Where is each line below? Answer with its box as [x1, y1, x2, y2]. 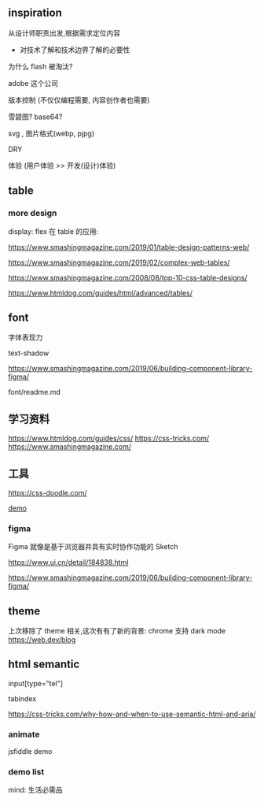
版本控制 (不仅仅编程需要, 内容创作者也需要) [8, 95, 151, 105]
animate [8, 729, 41, 740]
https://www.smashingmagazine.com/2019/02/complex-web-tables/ [8, 258, 230, 267]
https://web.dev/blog [8, 635, 76, 644]
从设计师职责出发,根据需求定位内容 [8, 28, 121, 38]
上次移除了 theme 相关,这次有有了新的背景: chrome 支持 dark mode [8, 626, 226, 636]
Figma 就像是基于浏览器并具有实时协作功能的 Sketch [8, 542, 178, 551]
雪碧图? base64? [8, 112, 63, 121]
